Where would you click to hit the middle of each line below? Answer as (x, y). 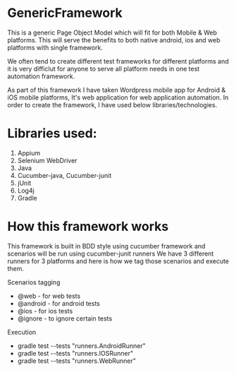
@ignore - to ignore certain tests (65, 318)
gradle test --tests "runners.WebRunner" (76, 361)
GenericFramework (65, 13)
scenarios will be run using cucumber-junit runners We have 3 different (111, 253)
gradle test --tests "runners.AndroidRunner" (81, 346)
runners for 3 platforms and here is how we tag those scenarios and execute (118, 261)
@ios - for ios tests (45, 311)
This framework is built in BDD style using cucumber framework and (106, 246)
